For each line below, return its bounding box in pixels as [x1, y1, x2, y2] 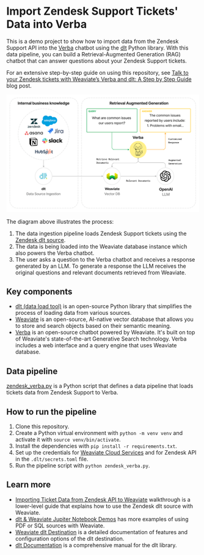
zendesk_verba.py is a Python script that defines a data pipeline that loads [6, 382, 194, 390]
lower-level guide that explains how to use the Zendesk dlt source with [15, 502, 194, 510]
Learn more [6, 480, 51, 490]
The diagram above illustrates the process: [6, 217, 114, 225]
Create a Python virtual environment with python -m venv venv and [15, 429, 183, 436]
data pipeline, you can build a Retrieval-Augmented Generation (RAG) [6, 50, 181, 58]
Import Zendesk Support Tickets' [6, 4, 178, 18]
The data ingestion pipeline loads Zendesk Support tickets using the [15, 230, 187, 237]
